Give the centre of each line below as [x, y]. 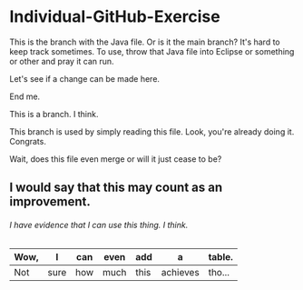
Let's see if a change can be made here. [85, 78]
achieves [180, 272]
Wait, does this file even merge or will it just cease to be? [116, 159]
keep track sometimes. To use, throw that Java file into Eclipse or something [152, 51]
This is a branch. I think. [54, 114]
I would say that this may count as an [116, 188]
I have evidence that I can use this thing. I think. [99, 225]
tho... [219, 272]
